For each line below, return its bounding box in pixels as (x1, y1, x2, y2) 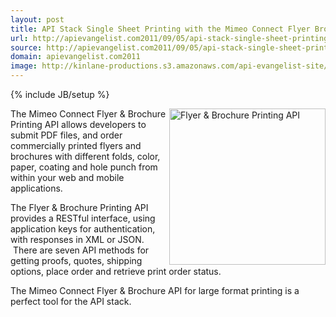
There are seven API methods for (12, 244, 150, 256)
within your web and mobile (10, 172, 125, 183)
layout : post (10, 14, 65, 25)
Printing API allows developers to (10, 119, 147, 130)
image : (10, 61, 38, 71)
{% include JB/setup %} (10, 89, 110, 100)
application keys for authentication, (10, 223, 156, 235)
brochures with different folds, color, (10, 151, 161, 162)
